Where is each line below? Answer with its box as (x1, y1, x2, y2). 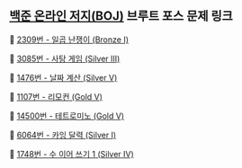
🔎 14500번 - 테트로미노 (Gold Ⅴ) (9, 111, 124, 121)
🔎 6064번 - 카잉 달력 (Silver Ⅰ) (9, 129, 117, 140)
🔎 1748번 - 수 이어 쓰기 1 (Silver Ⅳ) (9, 148, 135, 159)
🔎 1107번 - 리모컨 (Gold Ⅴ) (9, 91, 103, 102)
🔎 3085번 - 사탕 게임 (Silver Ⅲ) (9, 53, 121, 64)
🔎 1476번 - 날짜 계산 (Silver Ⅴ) (9, 72, 118, 83)
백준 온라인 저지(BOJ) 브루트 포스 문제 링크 (9, 8, 234, 24)
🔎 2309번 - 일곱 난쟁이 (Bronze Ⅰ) (9, 34, 129, 45)
